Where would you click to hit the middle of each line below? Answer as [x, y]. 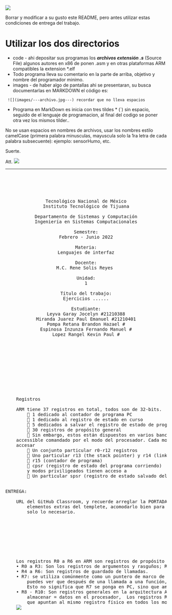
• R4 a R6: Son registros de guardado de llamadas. [82, 571]
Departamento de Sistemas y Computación [86, 216]
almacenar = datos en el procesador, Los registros [94, 597]
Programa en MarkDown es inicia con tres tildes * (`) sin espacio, [81, 109]
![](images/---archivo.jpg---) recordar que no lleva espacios [76, 100]
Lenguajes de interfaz [86, 252]
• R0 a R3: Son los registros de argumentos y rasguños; [89, 566]
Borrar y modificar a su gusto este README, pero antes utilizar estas [78, 17]
